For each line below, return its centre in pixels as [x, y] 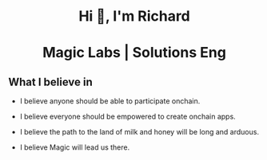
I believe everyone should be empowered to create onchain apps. [128, 117]
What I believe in [51, 82]
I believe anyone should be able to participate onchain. [110, 101]
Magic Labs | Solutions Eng [134, 53]
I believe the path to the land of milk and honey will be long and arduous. [139, 132]
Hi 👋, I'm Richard [134, 16]
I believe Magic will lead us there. [75, 147]
